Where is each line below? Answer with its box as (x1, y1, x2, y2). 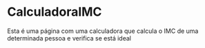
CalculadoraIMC (7, 4, 102, 20)
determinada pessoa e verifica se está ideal (7, 34, 131, 42)
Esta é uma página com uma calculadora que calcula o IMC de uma (7, 27, 199, 35)
